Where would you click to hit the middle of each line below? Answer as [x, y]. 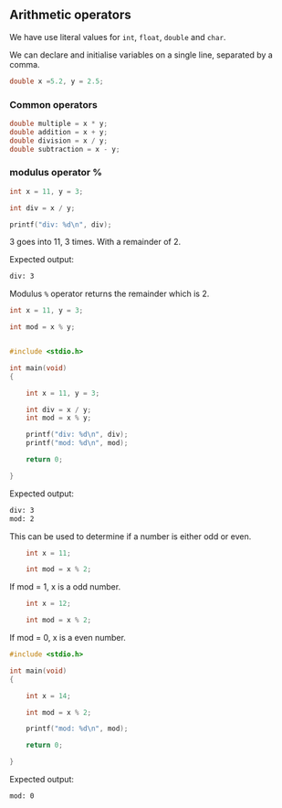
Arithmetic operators [70, 15]
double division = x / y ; [58, 141]
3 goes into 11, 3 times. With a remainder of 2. [95, 242]
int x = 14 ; [48, 696]
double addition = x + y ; [58, 132]
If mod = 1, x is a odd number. [65, 587]
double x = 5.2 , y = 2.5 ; [57, 81]
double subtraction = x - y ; [65, 149]
